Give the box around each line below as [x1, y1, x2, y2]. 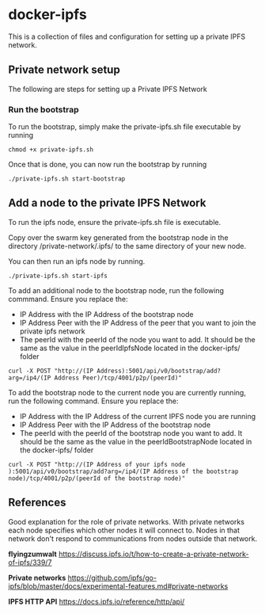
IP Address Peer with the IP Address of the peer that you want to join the [19, 318, 256, 327]
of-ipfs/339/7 [8, 557, 52, 567]
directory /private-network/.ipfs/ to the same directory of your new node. [8, 241, 247, 250]
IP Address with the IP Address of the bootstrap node [19, 309, 194, 318]
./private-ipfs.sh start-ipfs [8, 272, 108, 280]
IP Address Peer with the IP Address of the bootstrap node [19, 420, 211, 429]
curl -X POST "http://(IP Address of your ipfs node [8, 460, 186, 468]
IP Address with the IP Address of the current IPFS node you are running [19, 411, 256, 421]
